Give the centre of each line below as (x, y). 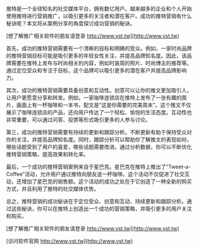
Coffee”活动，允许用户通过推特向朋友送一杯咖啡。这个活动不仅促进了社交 (95, 174)
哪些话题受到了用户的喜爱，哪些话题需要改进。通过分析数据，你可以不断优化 (99, 147)
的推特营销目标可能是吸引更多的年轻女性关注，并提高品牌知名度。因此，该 (96, 56)
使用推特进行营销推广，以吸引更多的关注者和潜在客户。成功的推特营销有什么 (99, 16)
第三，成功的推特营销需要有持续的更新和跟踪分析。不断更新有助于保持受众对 (99, 132)
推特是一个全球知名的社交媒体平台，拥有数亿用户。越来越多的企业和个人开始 (99, 9)
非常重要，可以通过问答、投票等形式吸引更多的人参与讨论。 (78, 120)
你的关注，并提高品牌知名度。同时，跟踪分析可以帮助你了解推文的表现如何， (99, 139)
